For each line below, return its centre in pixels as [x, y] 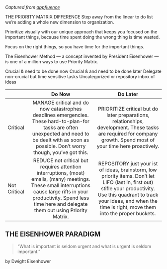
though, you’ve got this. [61, 152]
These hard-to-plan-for [61, 121]
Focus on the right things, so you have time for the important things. [75, 47]
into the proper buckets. [128, 213]
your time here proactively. [128, 146]
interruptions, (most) [61, 173]
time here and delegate [61, 204]
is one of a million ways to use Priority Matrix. [52, 62]
